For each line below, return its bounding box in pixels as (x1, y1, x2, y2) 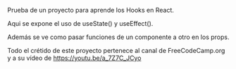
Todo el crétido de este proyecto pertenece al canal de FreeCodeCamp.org (7, 47, 225, 54)
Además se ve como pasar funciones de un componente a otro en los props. (7, 33, 230, 41)
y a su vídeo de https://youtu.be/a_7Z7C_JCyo (7, 54, 142, 62)
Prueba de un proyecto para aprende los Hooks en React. (7, 6, 175, 14)
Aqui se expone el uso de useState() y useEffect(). (7, 20, 154, 27)
